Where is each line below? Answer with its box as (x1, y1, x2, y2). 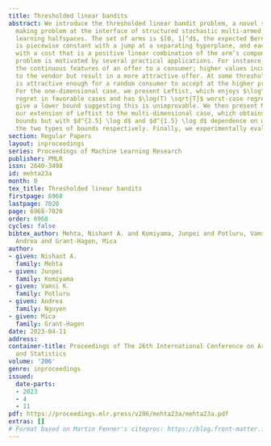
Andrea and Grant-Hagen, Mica (15, 238, 117, 246)
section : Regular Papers (8, 132, 92, 140)
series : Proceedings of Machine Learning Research (8, 147, 182, 155)
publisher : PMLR (8, 154, 63, 162)
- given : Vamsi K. (8, 282, 70, 291)
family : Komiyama (15, 275, 74, 283)
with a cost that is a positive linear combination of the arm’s (15, 49, 240, 57)
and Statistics (15, 350, 67, 358)
